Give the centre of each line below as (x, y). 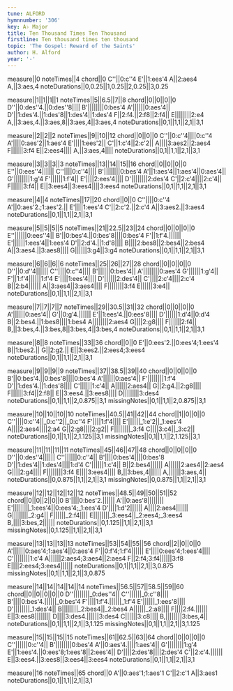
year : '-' (22, 59)
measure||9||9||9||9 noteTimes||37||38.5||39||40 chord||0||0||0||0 (102, 371)
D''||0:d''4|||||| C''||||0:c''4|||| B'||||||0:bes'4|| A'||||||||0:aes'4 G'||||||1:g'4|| (113, 271)
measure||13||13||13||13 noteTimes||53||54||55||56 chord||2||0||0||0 (104, 543)
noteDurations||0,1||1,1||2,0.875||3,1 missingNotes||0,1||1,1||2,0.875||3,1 (107, 400)
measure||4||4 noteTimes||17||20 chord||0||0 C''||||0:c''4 (89, 199)
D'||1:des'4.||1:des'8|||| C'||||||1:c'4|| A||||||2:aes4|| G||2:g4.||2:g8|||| (104, 386)
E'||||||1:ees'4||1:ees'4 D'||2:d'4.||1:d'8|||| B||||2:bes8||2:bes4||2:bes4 (106, 243)
